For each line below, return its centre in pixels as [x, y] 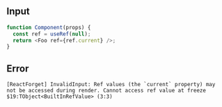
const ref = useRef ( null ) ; [52, 34]
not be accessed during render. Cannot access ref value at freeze [106, 91]
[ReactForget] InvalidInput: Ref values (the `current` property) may [111, 85]
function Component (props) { [49, 27]
